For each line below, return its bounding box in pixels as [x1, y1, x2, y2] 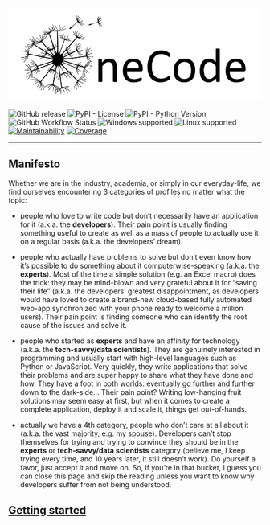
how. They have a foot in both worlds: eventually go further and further [19, 379, 256, 388]
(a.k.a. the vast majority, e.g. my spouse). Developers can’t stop [19, 429, 231, 438]
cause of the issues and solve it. [19, 321, 127, 330]
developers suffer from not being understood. [19, 480, 172, 490]
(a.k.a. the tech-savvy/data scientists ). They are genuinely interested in [19, 345, 260, 355]
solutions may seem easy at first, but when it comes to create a [19, 396, 231, 406]
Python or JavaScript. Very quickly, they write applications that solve [19, 362, 248, 371]
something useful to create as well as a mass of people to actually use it [19, 228, 259, 238]
